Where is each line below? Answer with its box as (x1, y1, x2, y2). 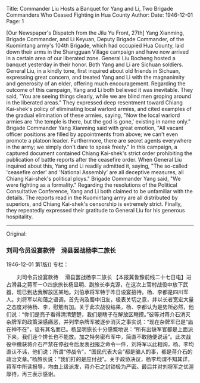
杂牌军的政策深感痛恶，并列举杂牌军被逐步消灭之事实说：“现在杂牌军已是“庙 (6, 319, 193, 326)
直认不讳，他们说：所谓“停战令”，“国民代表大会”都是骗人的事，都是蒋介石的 (6, 348, 193, 356)
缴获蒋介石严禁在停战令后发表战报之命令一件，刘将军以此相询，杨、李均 (16, 341, 194, 348)
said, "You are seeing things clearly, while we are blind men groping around (6, 92, 192, 100)
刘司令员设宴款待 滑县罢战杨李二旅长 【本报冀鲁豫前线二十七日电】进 (16, 274, 192, 281)
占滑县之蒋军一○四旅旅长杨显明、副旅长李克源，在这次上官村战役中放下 (6, 281, 183, 288)
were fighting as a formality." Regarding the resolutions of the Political (6, 181, 177, 189)
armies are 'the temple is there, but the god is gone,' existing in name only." (6, 118, 191, 125)
